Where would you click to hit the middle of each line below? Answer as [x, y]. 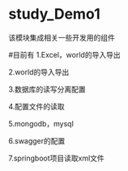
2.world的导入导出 [39, 72]
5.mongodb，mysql [41, 123]
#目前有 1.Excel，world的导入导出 [64, 54]
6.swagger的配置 [37, 141]
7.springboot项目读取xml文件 [57, 158]
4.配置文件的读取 [36, 106]
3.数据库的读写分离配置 [47, 89]
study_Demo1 [54, 14]
